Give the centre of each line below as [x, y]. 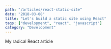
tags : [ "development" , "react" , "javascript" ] [54, 23]
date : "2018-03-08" [25, 14]
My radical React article [29, 41]
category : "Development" [30, 28]
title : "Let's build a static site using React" [56, 18]
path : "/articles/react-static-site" [44, 9]
